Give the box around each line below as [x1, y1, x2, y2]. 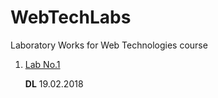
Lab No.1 [24, 58, 61, 70]
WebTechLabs [10, 6, 132, 29]
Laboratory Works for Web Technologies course [10, 39, 208, 51]
